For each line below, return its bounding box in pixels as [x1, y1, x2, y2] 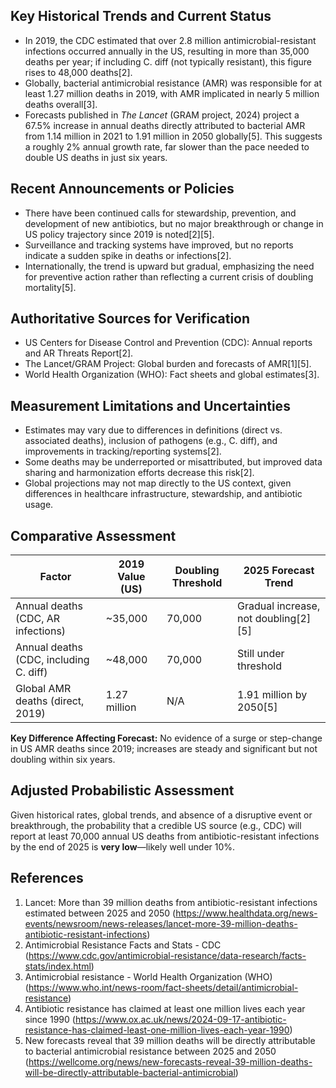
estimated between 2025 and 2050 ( [24, 907, 177, 919]
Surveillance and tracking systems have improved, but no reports [24, 239, 294, 251]
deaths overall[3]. [24, 98, 98, 110]
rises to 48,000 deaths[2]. [24, 66, 133, 78]
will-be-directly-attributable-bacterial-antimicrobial [24, 1066, 236, 1078]
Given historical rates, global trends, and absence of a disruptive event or [10, 809, 313, 821]
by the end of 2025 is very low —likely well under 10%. [10, 840, 236, 853]
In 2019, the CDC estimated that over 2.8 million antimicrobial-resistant [24, 34, 317, 46]
